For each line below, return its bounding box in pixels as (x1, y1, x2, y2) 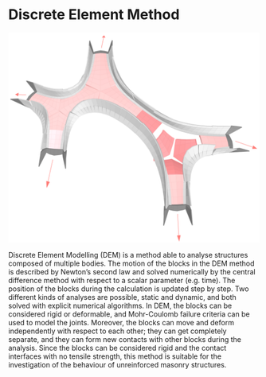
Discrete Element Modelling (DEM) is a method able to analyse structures (8, 251, 248, 260)
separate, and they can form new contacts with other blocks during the (8, 335, 241, 344)
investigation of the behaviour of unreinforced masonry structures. (8, 360, 227, 370)
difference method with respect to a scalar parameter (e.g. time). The (8, 276, 236, 286)
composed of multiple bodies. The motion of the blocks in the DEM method (8, 258, 255, 268)
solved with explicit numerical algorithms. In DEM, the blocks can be (8, 301, 233, 311)
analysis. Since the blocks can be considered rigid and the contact (8, 344, 227, 353)
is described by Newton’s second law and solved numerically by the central (8, 267, 256, 277)
